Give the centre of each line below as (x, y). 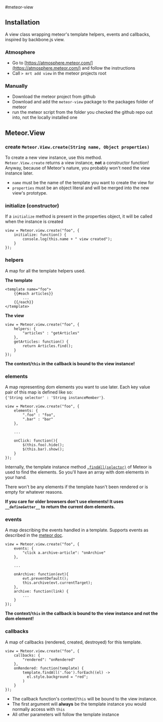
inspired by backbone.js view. (35, 39)
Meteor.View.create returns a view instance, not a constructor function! (77, 163)
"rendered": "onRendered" (49, 660)
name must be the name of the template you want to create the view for (83, 183)
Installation (22, 22)
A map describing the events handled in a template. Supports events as (77, 530)
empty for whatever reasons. (34, 492)
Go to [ (19, 63)
